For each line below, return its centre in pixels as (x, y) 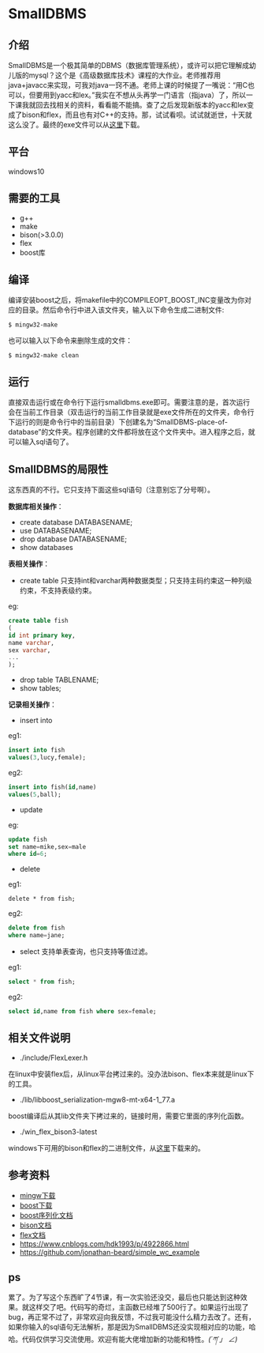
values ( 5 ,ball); (35, 794)
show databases (46, 548)
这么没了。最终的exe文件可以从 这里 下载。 (76, 124)
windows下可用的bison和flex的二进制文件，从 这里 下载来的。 (106, 1148)
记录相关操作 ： (32, 705)
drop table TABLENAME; (59, 680)
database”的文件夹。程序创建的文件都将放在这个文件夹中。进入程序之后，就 (132, 432)
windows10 (26, 171)
